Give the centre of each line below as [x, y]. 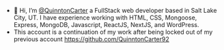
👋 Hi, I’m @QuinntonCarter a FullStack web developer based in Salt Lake [115, 10]
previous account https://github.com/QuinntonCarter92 [91, 39]
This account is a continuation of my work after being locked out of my [113, 32]
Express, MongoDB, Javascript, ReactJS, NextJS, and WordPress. [106, 25]
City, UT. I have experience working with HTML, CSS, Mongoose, [105, 18]
